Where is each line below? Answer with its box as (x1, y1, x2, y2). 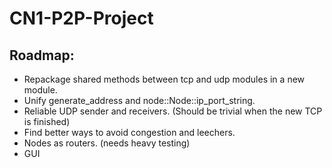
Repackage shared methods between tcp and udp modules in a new (23, 73, 306, 85)
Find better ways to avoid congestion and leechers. (23, 127, 236, 138)
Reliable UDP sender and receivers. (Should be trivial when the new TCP (23, 105, 323, 117)
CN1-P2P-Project (9, 7, 154, 30)
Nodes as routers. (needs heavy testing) (23, 137, 191, 149)
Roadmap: (9, 47, 75, 64)
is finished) (23, 116, 71, 127)
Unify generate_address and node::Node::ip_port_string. (23, 95, 256, 106)
